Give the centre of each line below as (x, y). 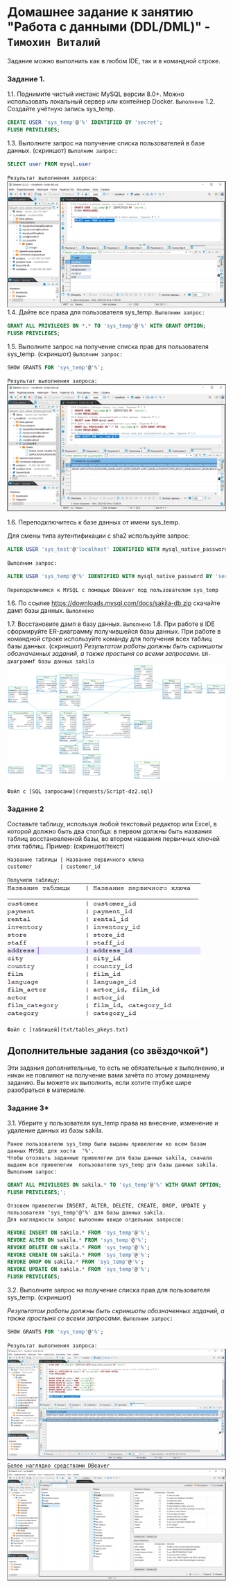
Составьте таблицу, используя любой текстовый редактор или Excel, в (112, 824)
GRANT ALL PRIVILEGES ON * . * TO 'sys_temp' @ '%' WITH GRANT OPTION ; (107, 326)
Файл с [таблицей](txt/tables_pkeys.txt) (68, 1030)
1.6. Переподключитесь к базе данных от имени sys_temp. (94, 522)
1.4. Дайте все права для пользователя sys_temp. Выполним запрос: (106, 312)
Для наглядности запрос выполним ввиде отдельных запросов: (96, 1219)
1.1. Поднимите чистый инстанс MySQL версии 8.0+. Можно (96, 94)
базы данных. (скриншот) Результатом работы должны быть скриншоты (115, 646)
